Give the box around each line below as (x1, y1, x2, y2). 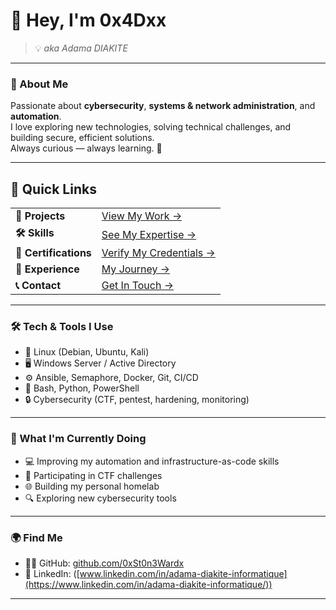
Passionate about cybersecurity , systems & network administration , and (10, 100, 316, 112)
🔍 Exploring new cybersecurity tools (24, 492, 177, 504)
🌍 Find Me (10, 530, 63, 544)
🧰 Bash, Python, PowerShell (24, 382, 140, 394)
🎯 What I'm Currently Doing (10, 432, 147, 446)
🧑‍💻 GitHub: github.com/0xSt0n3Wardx (24, 557, 185, 569)
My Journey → (101, 262, 171, 276)
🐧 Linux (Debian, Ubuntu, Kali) (24, 346, 150, 358)
